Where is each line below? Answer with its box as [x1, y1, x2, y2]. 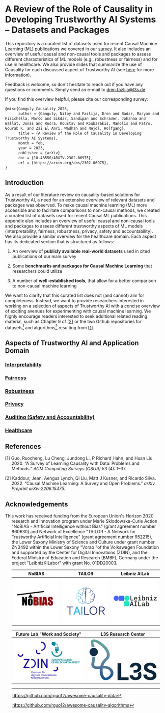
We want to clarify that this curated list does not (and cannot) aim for [5, 292, 144, 298]
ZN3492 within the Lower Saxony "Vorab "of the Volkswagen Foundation [11, 544, 159, 550]
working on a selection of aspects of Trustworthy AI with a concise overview [5, 303, 160, 309]
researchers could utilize [12, 268, 62, 274]
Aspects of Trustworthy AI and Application [5, 339, 139, 347]
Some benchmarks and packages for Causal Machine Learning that [12, 263, 152, 269]
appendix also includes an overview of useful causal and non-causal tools [5, 218, 155, 224]
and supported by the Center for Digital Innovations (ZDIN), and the [11, 549, 148, 555]
